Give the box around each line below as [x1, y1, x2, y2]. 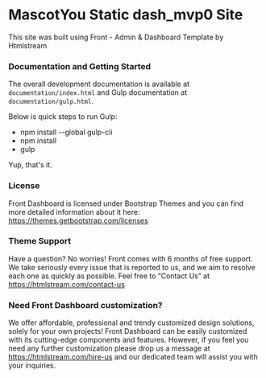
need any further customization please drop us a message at [8, 343, 211, 353]
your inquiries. [8, 360, 56, 371]
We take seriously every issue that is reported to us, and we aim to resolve [8, 262, 256, 272]
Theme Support [8, 236, 71, 247]
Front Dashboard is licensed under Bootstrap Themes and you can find [8, 199, 244, 208]
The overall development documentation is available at [8, 79, 190, 89]
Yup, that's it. [8, 160, 52, 170]
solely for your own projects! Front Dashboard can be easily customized [8, 327, 247, 336]
